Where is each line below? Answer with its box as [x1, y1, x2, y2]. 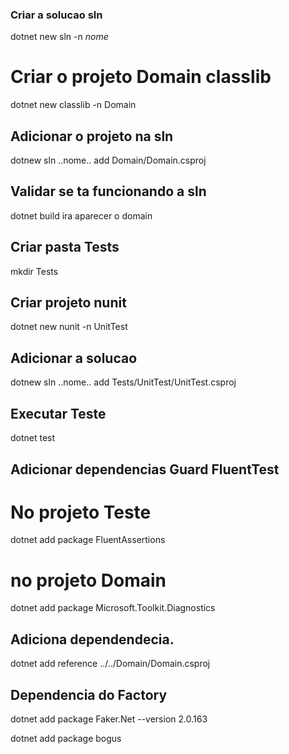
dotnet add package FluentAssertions [10, 534, 166, 546]
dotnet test [10, 432, 56, 444]
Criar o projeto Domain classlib [10, 66, 272, 88]
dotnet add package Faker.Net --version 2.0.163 [10, 713, 208, 725]
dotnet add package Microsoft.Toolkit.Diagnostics [10, 602, 216, 614]
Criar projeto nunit [10, 294, 127, 312]
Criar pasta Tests [10, 239, 120, 256]
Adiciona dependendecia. [10, 631, 175, 648]
